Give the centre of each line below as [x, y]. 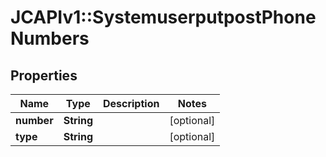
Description [131, 103]
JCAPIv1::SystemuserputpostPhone [163, 17]
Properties [44, 75]
